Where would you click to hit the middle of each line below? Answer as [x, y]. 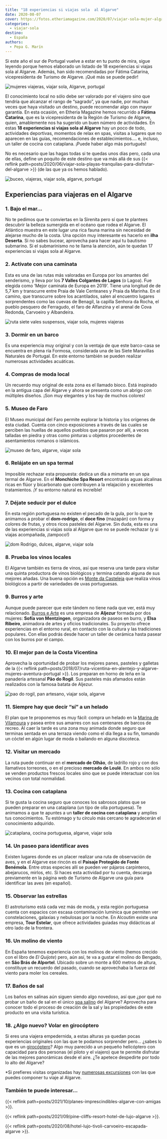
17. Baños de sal [24, 986]
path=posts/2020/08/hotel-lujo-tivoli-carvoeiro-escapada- [87, 1126]
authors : [14, 42]
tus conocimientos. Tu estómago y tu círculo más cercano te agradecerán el [83, 818]
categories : [17, 24]
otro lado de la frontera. [29, 928]
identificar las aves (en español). [39, 883]
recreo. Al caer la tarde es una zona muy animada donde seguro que [75, 728]
